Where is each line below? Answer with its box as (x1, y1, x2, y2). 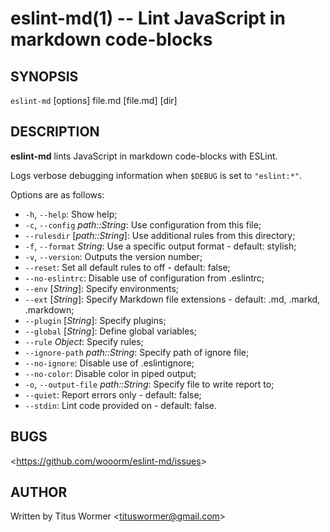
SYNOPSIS (10, 68, 79, 85)
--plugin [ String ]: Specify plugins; (24, 314, 167, 326)
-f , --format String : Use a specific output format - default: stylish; (24, 240, 297, 252)
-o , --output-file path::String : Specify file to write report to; (24, 378, 275, 390)
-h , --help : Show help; (24, 208, 118, 220)
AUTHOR (10, 484, 68, 501)
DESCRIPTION (10, 123, 100, 141)
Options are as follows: (10, 188, 105, 201)
